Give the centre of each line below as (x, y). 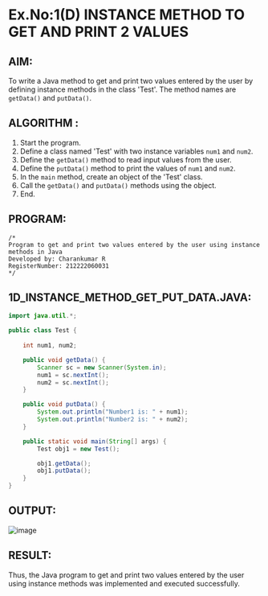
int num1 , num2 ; (50, 346)
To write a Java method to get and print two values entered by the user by (131, 81)
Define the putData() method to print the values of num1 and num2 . (128, 168)
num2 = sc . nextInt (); (73, 382)
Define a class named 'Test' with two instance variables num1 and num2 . (136, 151)
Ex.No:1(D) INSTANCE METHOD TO (127, 15)
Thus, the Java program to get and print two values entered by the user (126, 575)
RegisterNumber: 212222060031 (59, 266)
